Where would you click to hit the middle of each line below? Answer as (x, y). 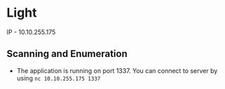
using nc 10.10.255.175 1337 (59, 78)
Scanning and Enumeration (67, 54)
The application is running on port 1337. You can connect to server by (117, 70)
